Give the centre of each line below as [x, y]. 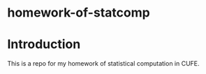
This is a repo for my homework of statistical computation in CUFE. [104, 64]
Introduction [44, 45]
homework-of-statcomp [79, 13]
